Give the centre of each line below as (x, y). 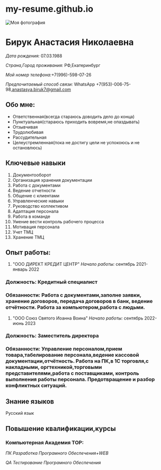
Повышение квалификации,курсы (61, 428)
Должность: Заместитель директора (52, 336)
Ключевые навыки (36, 163)
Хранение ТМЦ (28, 237)
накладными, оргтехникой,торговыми (54, 367)
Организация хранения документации (52, 180)
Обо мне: (20, 105)
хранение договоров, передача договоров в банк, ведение (79, 301)
